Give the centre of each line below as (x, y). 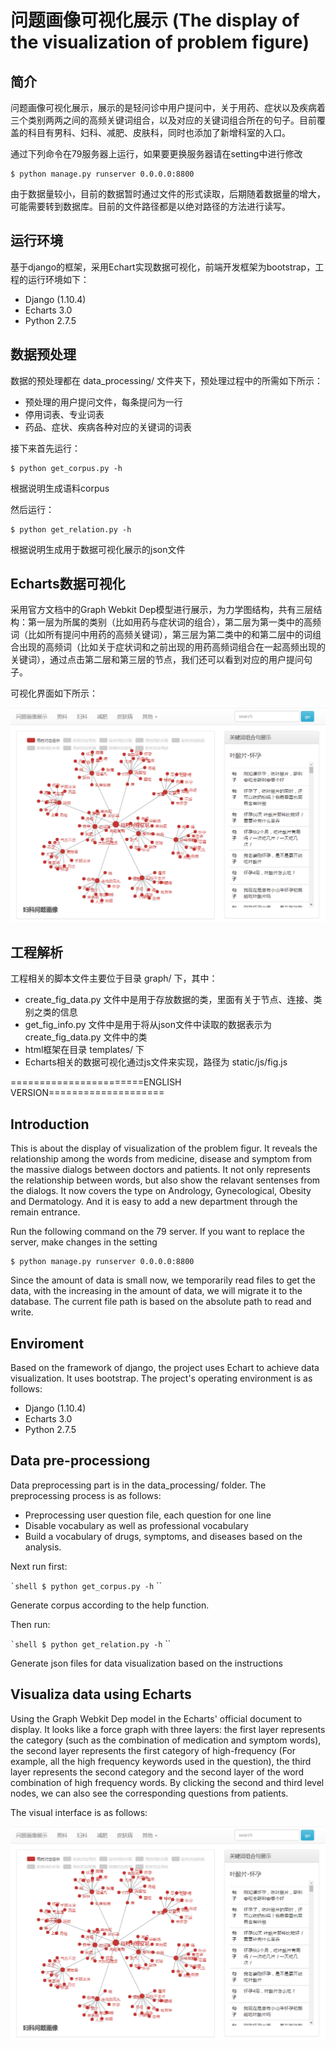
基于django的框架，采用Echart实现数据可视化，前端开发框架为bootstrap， (163, 267)
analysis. (43, 1547)
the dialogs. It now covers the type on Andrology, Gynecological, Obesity (161, 1191)
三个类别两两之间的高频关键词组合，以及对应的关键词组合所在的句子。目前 (163, 120)
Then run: (30, 1624)
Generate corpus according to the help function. (110, 1605)
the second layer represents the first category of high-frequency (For (153, 1750)
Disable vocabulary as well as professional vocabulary (136, 1525)
